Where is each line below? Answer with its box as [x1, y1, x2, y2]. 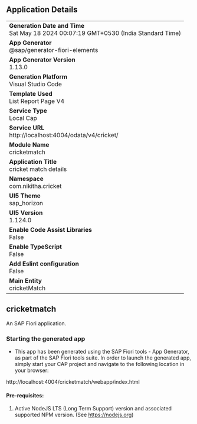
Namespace [9, 174, 44, 183]
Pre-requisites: [6, 391, 44, 399]
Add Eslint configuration [9, 260, 80, 268]
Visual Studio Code [9, 80, 62, 88]
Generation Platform [9, 72, 68, 80]
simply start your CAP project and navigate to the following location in [14, 360, 185, 367]
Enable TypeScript [9, 242, 62, 251]
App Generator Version [9, 56, 75, 64]
